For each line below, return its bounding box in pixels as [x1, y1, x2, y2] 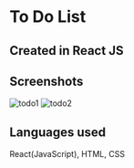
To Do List [9, 6, 87, 27]
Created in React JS [9, 43, 124, 58]
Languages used [9, 124, 107, 140]
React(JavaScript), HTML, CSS [9, 149, 126, 160]
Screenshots [9, 73, 84, 89]
